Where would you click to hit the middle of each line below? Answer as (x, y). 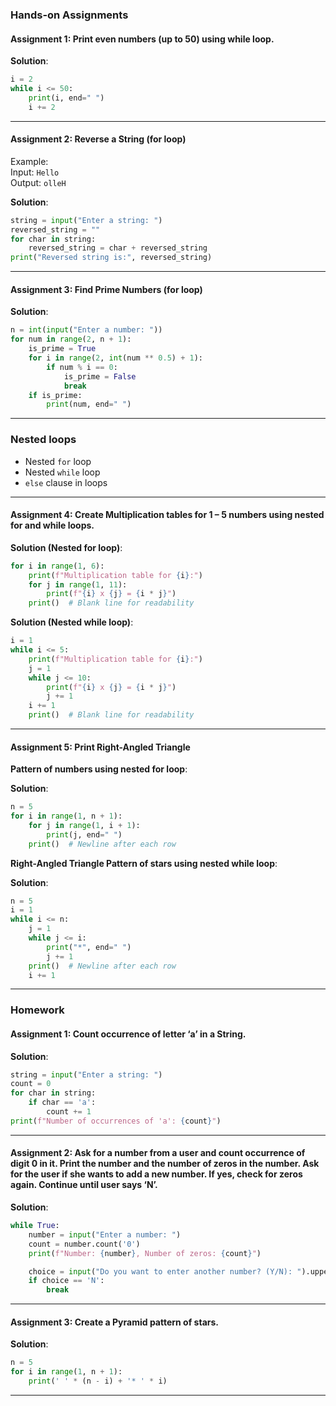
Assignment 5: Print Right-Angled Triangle (100, 747)
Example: (29, 161)
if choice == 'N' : (66, 1281)
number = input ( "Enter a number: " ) (105, 1234)
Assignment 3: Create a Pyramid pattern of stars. (114, 1322)
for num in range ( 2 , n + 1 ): (71, 339)
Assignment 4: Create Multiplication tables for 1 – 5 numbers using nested (167, 515)
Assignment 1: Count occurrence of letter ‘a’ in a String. (128, 1034)
